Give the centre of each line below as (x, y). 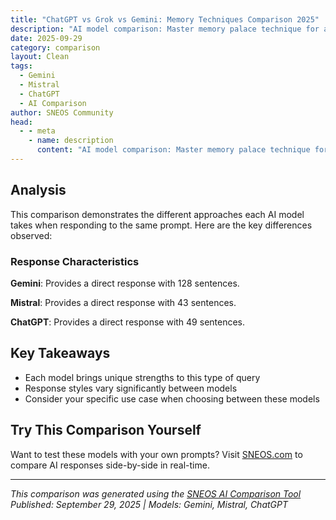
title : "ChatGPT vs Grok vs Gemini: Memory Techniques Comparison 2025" (165, 19)
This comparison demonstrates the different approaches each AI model (157, 214)
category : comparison (55, 47)
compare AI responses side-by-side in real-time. (110, 465)
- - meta (37, 131)
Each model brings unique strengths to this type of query (142, 377)
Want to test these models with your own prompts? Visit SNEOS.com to (156, 454)
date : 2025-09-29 (46, 38)
